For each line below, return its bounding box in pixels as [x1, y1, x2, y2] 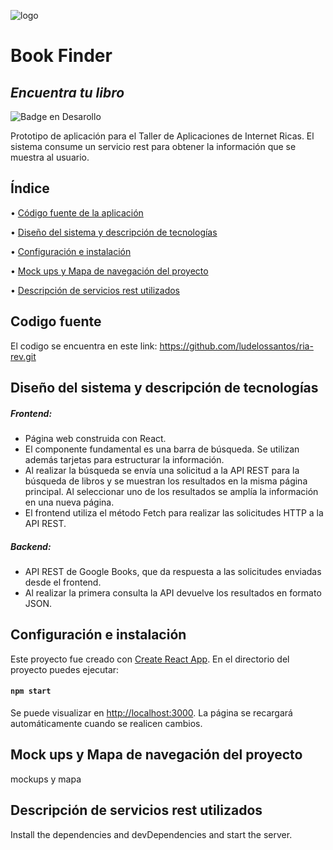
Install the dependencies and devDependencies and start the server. [10, 828, 293, 840]
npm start [10, 686, 52, 697]
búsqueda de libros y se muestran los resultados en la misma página [24, 475, 308, 487]
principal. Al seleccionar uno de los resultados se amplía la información [24, 485, 319, 497]
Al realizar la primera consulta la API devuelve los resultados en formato [24, 586, 322, 599]
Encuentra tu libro [10, 84, 125, 101]
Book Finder [10, 45, 113, 67]
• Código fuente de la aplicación [10, 206, 144, 219]
